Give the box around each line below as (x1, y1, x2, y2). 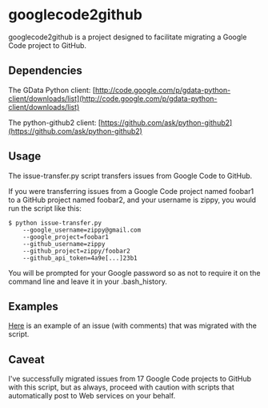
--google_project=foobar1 (22, 232, 110, 241)
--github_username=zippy (22, 240, 106, 248)
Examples (8, 299, 58, 313)
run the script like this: (8, 203, 82, 213)
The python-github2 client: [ (8, 118, 102, 127)
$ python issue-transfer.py (8, 219, 102, 227)
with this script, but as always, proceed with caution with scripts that (8, 382, 234, 392)
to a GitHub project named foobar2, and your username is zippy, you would (8, 195, 257, 204)
